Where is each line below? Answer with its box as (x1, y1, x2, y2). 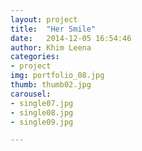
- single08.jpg (10, 107, 74, 118)
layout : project (10, 14, 78, 25)
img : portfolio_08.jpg (10, 71, 105, 81)
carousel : (10, 89, 52, 99)
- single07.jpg (10, 98, 74, 108)
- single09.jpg (10, 117, 74, 127)
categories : (10, 52, 60, 62)
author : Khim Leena (10, 42, 92, 53)
